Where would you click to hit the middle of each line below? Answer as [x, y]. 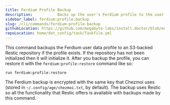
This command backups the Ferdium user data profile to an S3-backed [79, 47]
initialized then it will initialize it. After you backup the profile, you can [77, 58]
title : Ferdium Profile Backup [38, 10]
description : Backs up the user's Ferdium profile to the [79, 15]
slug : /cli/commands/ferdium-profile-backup [53, 24]
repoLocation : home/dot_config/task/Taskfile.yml [59, 33]
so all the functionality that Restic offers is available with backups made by [83, 93]
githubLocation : [22, 29]
